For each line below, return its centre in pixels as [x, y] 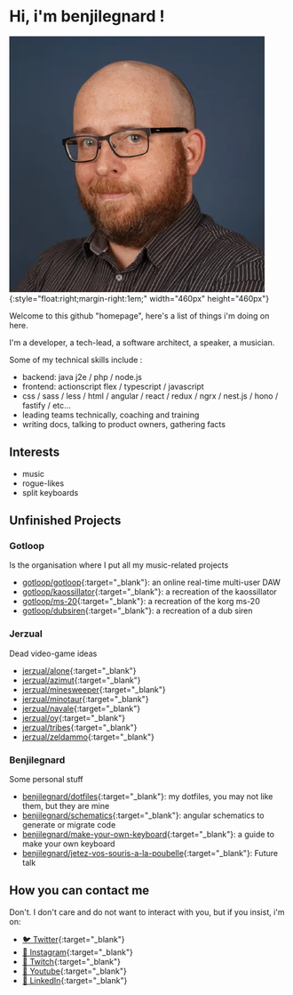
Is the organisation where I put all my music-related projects [119, 565]
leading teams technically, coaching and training [111, 415]
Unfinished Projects [65, 521]
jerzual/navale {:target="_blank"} [81, 708]
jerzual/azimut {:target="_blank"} [81, 680]
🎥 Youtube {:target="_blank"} [74, 971]
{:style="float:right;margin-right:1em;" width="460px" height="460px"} [139, 298]
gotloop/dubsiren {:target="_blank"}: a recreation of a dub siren [137, 611]
